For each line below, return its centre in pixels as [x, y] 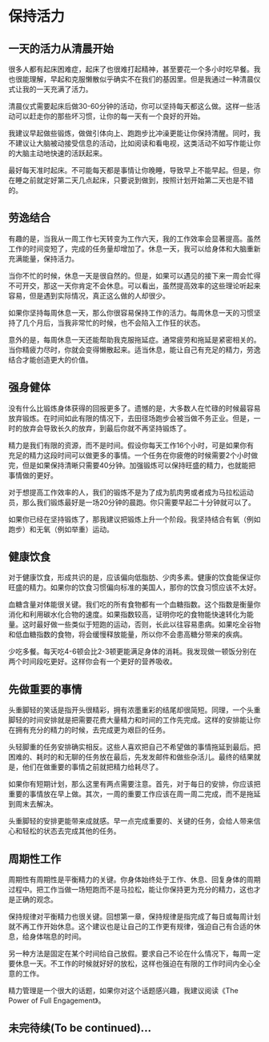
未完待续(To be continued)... [80, 1028]
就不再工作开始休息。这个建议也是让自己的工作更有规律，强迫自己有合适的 [131, 927]
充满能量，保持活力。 [43, 258]
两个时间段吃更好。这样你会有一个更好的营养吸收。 [92, 662]
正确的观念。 [36, 900]
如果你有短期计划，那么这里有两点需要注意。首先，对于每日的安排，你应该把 [134, 784]
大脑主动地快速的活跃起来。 [60, 153]
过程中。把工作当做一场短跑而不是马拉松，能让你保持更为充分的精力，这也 [131, 890]
